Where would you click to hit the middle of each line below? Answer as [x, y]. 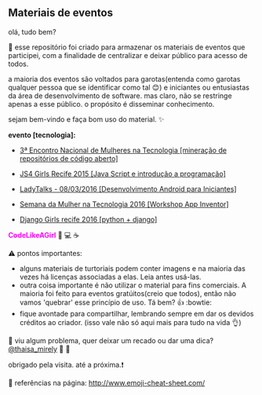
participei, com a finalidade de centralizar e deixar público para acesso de [128, 55]
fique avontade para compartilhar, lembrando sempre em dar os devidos [136, 313]
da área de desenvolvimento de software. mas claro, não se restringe [120, 95]
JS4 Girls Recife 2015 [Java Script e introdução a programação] [122, 174]
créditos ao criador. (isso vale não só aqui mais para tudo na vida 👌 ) [130, 322]
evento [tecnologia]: [42, 135]
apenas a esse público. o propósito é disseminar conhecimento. [111, 104]
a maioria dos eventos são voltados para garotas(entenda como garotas [124, 79]
